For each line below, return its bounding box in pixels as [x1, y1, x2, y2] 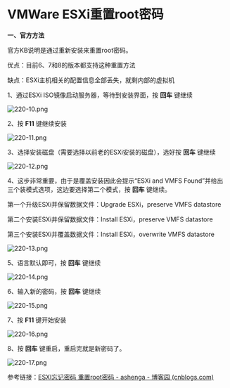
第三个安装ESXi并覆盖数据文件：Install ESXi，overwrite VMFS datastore [7, 230, 215, 238]
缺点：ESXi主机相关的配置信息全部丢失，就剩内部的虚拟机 [7, 75, 175, 84]
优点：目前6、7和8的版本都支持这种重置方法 [7, 60, 136, 69]
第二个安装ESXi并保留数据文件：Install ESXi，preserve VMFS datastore [7, 215, 213, 224]
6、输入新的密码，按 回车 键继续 [7, 287, 101, 295]
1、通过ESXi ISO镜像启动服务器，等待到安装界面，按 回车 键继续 [7, 91, 193, 99]
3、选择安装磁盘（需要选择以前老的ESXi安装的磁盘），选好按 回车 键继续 [7, 148, 216, 156]
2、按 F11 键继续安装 [7, 119, 67, 127]
